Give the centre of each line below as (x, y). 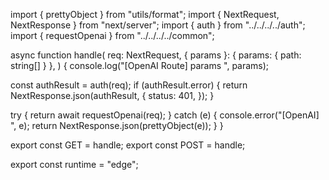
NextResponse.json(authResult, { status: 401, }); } (112, 95)
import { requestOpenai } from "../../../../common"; (112, 35)
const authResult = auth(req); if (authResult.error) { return (129, 85)
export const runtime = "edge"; (74, 164)
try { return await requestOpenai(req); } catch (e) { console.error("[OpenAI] (165, 115)
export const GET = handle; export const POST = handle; (128, 145)
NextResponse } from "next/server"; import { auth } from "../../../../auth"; (158, 25)
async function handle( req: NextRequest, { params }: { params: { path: (156, 55)
